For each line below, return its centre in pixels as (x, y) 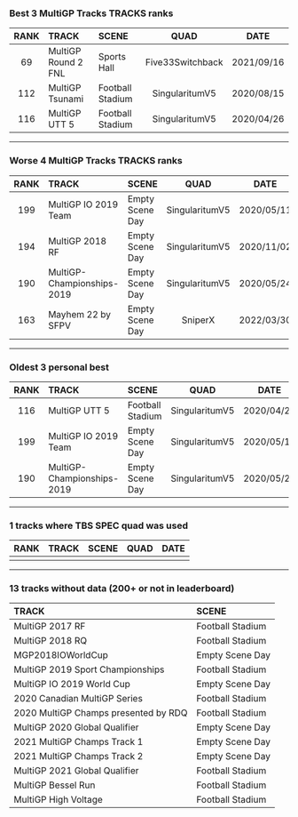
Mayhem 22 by (80, 314)
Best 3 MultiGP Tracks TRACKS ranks (91, 13)
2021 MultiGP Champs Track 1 (78, 742)
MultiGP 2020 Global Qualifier (76, 727)
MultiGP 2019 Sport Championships (89, 669)
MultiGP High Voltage (59, 800)
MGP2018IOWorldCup (61, 655)
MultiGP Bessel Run (55, 785)
